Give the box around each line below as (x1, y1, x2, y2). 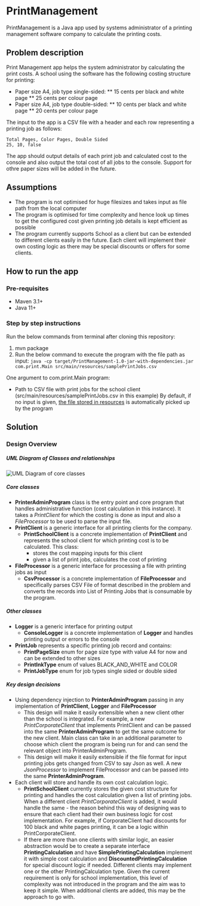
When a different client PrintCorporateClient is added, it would (23, 798, 177, 805)
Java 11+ (14, 304, 36, 312)
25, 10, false (6, 142, 42, 148)
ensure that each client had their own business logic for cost (23, 810, 173, 817)
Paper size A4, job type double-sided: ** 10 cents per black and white (14, 101, 187, 108)
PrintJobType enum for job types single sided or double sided (23, 667, 177, 674)
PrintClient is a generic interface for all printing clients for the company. (14, 524, 192, 531)
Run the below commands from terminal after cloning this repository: (6, 333, 176, 340)
